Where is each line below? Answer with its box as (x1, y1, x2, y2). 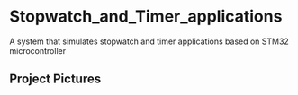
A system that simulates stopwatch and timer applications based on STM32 (9, 36, 290, 47)
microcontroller (9, 45, 66, 56)
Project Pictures (9, 72, 102, 87)
